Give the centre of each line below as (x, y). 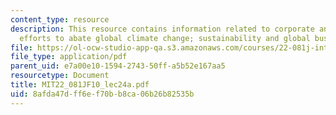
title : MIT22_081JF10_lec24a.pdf (80, 85)
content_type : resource (60, 19)
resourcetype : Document (60, 76)
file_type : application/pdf (69, 57)
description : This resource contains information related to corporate (162, 29)
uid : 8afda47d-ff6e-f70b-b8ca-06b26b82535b (102, 94)
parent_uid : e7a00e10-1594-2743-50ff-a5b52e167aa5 (118, 66)
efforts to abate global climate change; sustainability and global (165, 38)
